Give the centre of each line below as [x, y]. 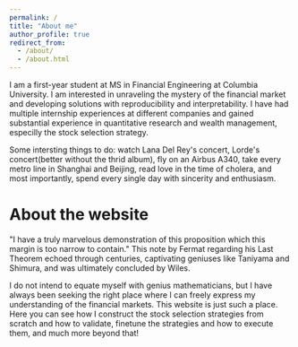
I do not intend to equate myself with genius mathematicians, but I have [141, 285]
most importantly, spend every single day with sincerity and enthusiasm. [143, 178]
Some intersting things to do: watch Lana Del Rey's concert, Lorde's [135, 150]
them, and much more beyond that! [74, 333]
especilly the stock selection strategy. [79, 132]
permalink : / [34, 17]
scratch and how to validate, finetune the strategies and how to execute [141, 323]
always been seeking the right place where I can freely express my [132, 295]
